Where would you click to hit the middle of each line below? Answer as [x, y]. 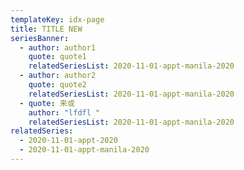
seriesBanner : [40, 38]
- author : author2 [58, 76]
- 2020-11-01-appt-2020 [68, 141]
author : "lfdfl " [64, 112]
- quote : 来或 [47, 103]
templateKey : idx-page [57, 19]
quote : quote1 [57, 57]
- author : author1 [58, 47]
